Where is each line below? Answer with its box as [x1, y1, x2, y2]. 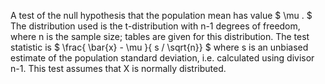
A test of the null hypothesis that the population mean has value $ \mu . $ [10, 10, 313, 21]
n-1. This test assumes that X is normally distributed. [10, 63, 227, 74]
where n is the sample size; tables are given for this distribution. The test [10, 31, 310, 42]
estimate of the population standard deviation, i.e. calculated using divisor [10, 52, 315, 64]
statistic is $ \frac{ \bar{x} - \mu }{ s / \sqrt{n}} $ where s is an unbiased [10, 41, 309, 53]
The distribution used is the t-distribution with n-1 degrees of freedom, [10, 20, 301, 32]
